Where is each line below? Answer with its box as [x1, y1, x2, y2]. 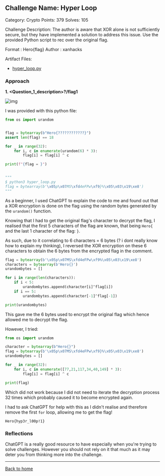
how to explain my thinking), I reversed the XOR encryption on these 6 [5, 242, 147, 248]
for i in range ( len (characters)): [5, 275, 76, 280]
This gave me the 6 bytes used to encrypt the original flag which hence [5, 311, 149, 317]
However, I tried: [5, 326, 38, 332]
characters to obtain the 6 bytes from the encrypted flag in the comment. [5, 248, 153, 254]
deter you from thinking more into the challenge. [5, 451, 103, 457]
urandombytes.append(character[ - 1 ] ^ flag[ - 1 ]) [23, 293, 118, 298]
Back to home [5, 466, 33, 472]
